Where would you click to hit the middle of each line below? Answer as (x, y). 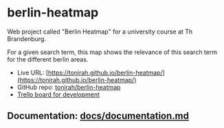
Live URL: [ (33, 73)
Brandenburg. (27, 38)
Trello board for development (58, 94)
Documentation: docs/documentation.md (98, 116)
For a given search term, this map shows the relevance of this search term (112, 52)
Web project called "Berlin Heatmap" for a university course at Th (100, 31)
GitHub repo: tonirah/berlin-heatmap (69, 87)
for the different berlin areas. (48, 59)
